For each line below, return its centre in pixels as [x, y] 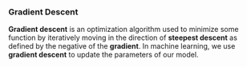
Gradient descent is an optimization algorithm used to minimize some [123, 30]
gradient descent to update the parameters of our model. [103, 55]
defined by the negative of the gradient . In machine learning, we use [122, 46]
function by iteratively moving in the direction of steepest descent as [123, 37]
